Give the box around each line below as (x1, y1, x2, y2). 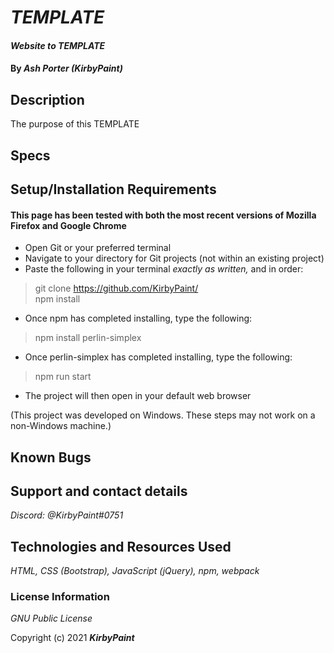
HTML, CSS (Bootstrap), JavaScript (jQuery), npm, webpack (10, 565, 260, 577)
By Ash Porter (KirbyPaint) (10, 62, 123, 75)
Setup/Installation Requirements (10, 181, 217, 198)
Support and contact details (10, 482, 188, 500)
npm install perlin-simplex (34, 332, 142, 344)
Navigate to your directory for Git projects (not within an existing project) (24, 252, 325, 265)
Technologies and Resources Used (10, 538, 232, 555)
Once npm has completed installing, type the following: (24, 312, 253, 325)
